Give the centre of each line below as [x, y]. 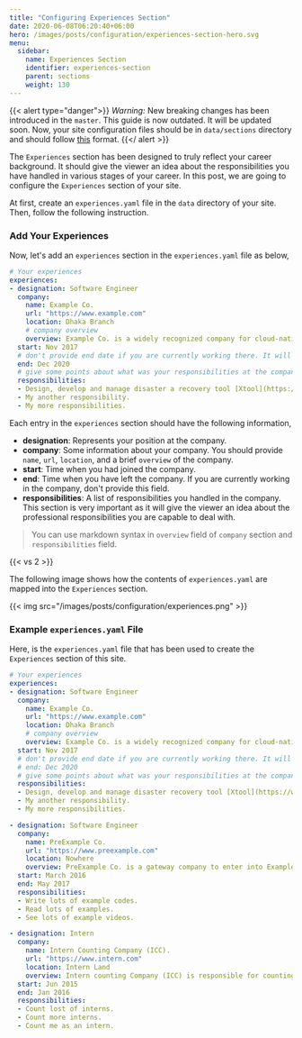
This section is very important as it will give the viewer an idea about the [156, 507]
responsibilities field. [74, 544]
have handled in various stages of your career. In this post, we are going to [148, 176]
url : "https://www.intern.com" [84, 959]
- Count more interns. [60, 1018]
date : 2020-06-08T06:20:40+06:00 [72, 26]
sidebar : [34, 51]
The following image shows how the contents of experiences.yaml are [138, 578]
